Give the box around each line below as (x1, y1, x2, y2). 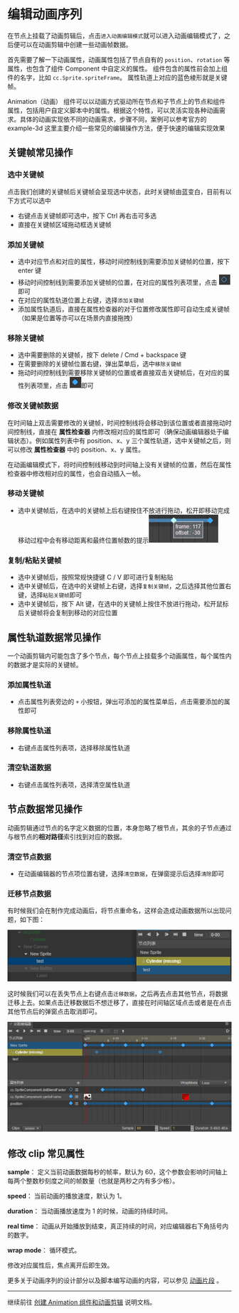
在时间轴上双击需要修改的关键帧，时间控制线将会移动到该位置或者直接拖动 (7, 418, 225, 427)
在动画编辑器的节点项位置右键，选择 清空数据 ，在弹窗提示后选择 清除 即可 (17, 869, 225, 878)
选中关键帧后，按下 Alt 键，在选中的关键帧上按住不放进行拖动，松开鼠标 (17, 600, 229, 608)
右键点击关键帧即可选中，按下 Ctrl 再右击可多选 (17, 211, 157, 220)
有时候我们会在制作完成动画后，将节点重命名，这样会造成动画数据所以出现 (7, 906, 225, 915)
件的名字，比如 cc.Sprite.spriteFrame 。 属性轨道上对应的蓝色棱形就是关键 (7, 73, 228, 82)
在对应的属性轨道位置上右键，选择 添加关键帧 (17, 296, 144, 304)
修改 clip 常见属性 (7, 1147, 85, 1159)
